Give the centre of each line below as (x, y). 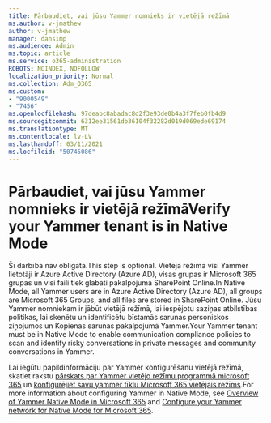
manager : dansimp (38, 38)
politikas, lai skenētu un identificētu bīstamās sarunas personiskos (119, 318)
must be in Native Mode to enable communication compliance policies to (129, 335)
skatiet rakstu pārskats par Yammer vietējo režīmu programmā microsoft (129, 376)
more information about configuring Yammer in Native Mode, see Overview (133, 393)
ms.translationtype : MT (49, 129)
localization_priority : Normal (61, 76)
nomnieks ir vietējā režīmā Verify (119, 209)
